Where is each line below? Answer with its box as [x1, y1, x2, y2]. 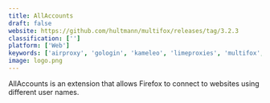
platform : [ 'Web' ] [8, 42, 70, 50]
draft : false [8, 19, 52, 27]
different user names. [8, 87, 80, 97]
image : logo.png [8, 57, 63, 65]
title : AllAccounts [8, 11, 74, 20]
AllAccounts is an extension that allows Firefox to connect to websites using [8, 78, 260, 89]
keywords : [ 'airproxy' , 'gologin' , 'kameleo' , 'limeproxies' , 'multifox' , [8, 49, 264, 57]
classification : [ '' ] [8, 34, 81, 43]
